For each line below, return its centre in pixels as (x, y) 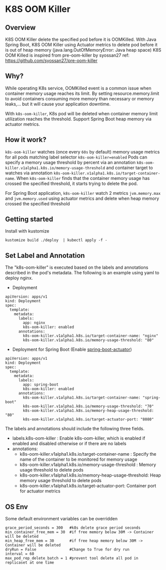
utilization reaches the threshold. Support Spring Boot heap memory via (79, 119)
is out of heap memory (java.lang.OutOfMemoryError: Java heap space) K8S (83, 50)
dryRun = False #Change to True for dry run (67, 550)
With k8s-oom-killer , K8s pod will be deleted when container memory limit (82, 113)
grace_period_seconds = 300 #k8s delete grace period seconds (73, 528)
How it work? (26, 140)
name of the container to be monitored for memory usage (79, 459)
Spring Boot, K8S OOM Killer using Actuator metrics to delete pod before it (81, 45)
